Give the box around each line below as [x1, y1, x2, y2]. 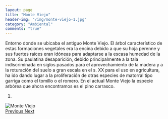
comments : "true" [5, 26, 42, 31]
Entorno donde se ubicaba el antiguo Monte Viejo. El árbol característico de [5, 40, 162, 46]
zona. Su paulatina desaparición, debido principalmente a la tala [5, 56, 139, 62]
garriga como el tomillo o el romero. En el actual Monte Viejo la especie [5, 78, 153, 84]
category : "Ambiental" [5, 21, 53, 27]
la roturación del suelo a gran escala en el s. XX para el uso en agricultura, [5, 67, 160, 73]
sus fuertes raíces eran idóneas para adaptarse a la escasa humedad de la [5, 51, 160, 57]
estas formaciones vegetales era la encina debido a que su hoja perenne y [5, 46, 160, 52]
